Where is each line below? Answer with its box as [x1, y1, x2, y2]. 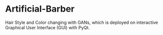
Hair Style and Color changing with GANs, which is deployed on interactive [5, 19, 158, 25]
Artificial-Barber [5, 3, 75, 15]
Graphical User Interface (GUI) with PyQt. [5, 24, 90, 30]
